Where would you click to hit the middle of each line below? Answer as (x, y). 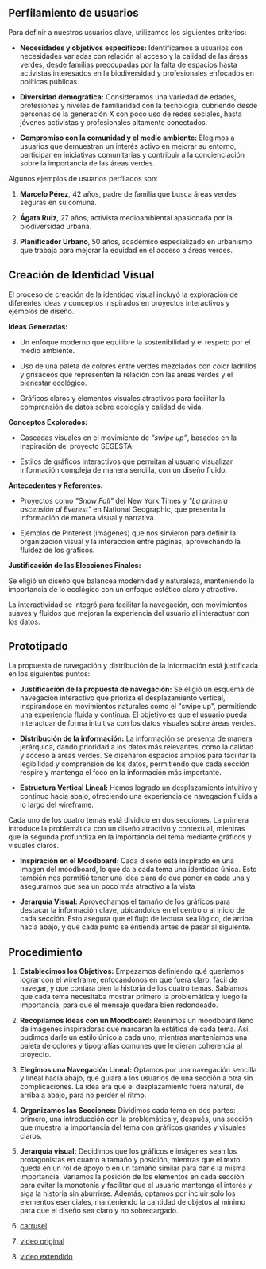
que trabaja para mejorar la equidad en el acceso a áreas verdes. (126, 250)
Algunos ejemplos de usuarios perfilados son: (83, 178)
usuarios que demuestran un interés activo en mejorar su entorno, (128, 146)
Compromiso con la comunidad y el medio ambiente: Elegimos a (127, 138)
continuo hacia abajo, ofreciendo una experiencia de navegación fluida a (139, 796)
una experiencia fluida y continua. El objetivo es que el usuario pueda (133, 714)
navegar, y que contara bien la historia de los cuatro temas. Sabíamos (133, 988)
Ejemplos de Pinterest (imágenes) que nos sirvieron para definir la (128, 533)
